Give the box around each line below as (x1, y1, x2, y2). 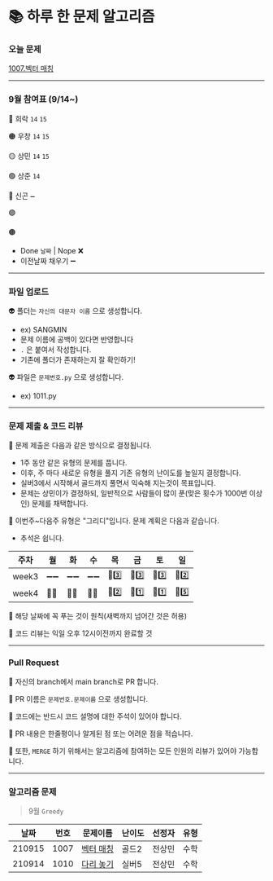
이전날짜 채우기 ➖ (19, 256, 76, 266)
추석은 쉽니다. (19, 533, 65, 543)
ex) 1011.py (19, 391, 57, 401)
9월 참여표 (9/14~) (8, 94, 79, 105)
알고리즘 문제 (8, 786, 57, 797)
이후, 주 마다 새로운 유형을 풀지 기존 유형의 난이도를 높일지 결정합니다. (19, 468, 241, 478)
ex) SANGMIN (19, 325, 67, 335)
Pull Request (8, 657, 59, 668)
